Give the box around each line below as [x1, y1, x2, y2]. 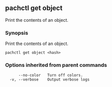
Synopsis [5, 29, 28, 36]
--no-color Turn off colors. [18, 73, 83, 78]
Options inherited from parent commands [5, 62, 108, 69]
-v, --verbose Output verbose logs [9, 77, 90, 82]
